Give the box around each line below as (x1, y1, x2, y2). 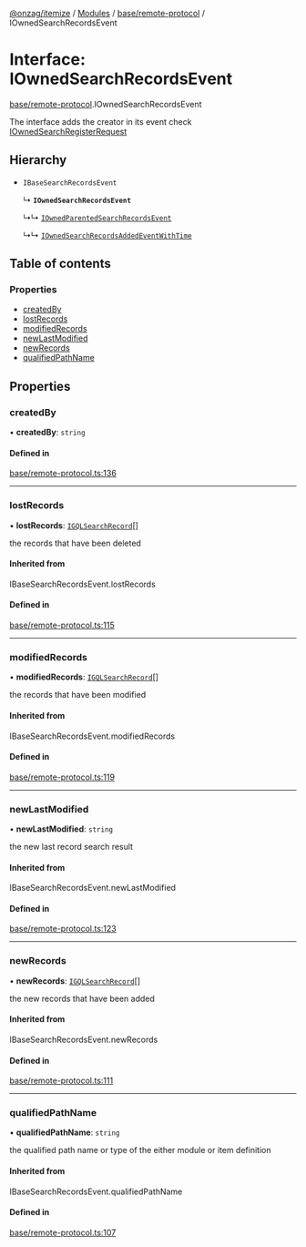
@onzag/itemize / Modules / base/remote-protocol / (9, 8, 206, 18)
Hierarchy (9, 152, 67, 168)
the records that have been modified (9, 690, 147, 700)
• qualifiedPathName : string (9, 1127, 120, 1138)
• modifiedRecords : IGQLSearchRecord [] (9, 671, 159, 682)
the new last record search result (9, 842, 134, 853)
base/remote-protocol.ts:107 (9, 1227, 117, 1238)
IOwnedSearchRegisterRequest (9, 126, 127, 137)
